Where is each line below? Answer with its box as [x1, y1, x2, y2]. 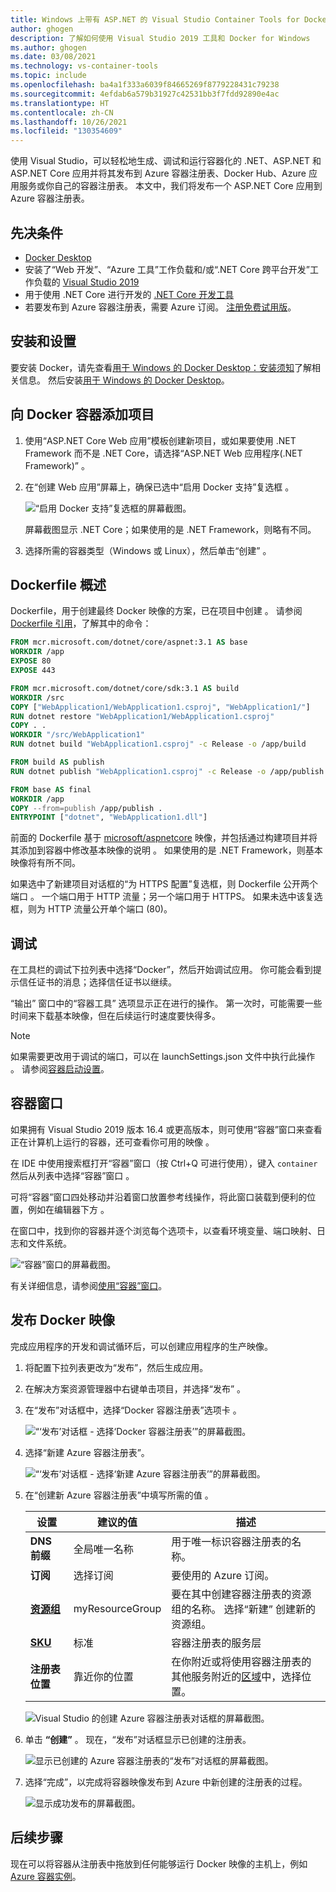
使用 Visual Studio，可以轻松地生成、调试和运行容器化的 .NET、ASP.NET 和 [10, 155, 322, 167]
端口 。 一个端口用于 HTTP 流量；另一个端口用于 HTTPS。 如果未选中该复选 [10, 891, 323, 903]
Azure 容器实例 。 [10, 1870, 82, 1882]
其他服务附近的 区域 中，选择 [171, 1669, 302, 1683]
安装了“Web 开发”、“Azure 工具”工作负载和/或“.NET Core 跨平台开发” [24, 263, 310, 275]
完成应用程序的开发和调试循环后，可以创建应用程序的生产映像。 [10, 1340, 273, 1352]
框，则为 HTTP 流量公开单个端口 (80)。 [10, 903, 173, 915]
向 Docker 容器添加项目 [10, 406, 155, 423]
